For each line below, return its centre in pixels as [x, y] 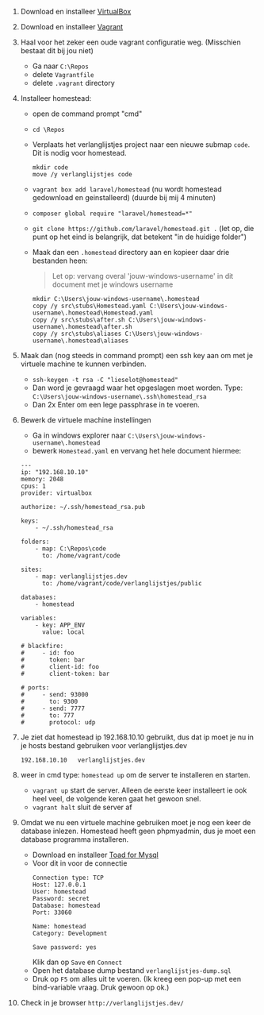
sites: [31, 569]
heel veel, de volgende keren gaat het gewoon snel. [117, 799]
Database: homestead [66, 905]
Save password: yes [65, 947]
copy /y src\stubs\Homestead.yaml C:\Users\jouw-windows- [130, 306]
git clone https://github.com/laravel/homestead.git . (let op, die [143, 228]
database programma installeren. [75, 839]
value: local [63, 632]
